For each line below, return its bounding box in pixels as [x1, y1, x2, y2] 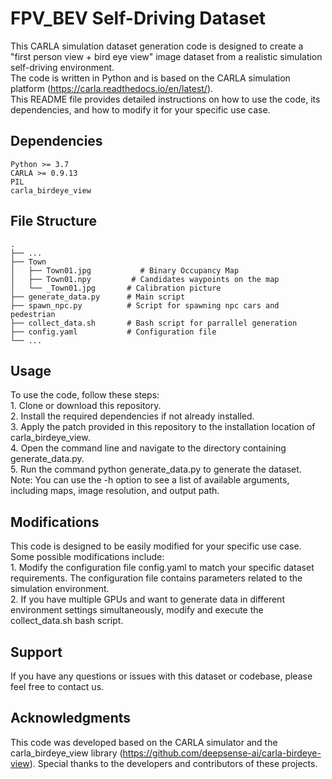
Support [10, 643, 63, 661]
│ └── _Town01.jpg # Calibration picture [10, 283, 222, 293]
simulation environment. [10, 583, 110, 595]
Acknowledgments [10, 710, 132, 727]
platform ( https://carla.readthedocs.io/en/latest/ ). [10, 82, 214, 94]
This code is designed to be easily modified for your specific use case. [10, 540, 302, 552]
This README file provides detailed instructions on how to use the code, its [10, 93, 321, 105]
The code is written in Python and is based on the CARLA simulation [10, 72, 291, 84]
